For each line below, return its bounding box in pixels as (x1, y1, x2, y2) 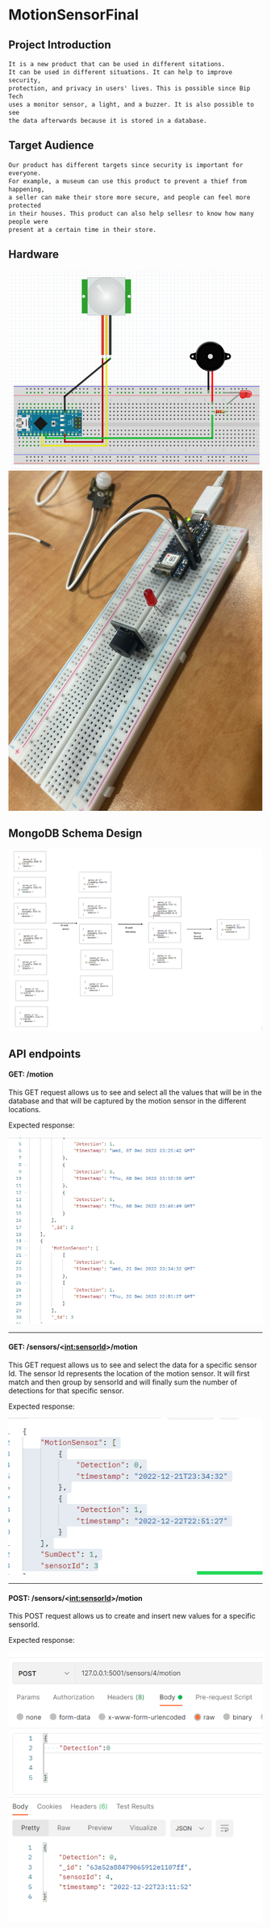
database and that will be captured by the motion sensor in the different (8, 1096, 247, 1106)
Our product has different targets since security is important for (8, 161, 244, 169)
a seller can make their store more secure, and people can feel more (8, 193, 251, 201)
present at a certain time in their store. (8, 225, 157, 233)
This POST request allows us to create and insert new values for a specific (8, 1611, 256, 1621)
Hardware (8, 248, 59, 262)
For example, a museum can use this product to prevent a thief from (8, 177, 248, 185)
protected (8, 201, 42, 209)
